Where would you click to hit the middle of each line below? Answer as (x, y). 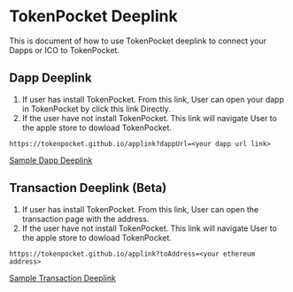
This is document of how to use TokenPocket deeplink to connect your (138, 41)
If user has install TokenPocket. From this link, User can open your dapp (153, 99)
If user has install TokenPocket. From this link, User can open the (140, 209)
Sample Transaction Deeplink (63, 278)
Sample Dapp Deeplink (51, 160)
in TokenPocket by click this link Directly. (96, 109)
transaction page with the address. (85, 219)
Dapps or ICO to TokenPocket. (64, 50)
